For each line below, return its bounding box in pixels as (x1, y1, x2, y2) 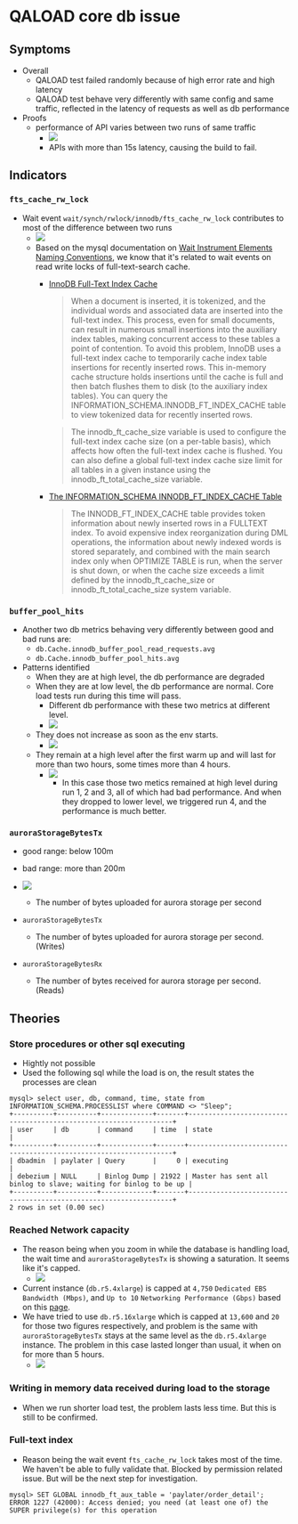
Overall (21, 65, 49, 76)
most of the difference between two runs (21, 222, 173, 232)
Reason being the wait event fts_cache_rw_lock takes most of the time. (21, 1454, 283, 1464)
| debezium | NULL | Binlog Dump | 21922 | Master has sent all (9, 1171, 269, 1181)
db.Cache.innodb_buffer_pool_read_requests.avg (35, 644, 215, 654)
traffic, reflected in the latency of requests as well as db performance (35, 103, 290, 113)
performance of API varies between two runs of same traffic (35, 122, 256, 133)
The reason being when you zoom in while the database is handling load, (21, 1244, 290, 1255)
